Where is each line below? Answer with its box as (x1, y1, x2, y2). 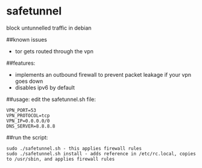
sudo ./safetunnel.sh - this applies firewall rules (6, 145, 142, 152)
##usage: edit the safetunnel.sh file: (6, 95, 96, 103)
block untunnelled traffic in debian (6, 24, 92, 31)
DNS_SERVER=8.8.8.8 (6, 123, 56, 129)
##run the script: (6, 134, 48, 141)
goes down (15, 77, 44, 85)
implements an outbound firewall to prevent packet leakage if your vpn (15, 71, 192, 78)
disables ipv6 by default (15, 83, 75, 91)
